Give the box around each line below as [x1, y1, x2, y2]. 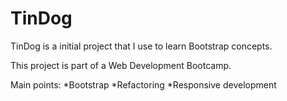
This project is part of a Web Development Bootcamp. [10, 59, 232, 71]
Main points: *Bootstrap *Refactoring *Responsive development [10, 78, 277, 91]
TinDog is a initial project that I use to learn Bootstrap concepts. [10, 40, 273, 52]
